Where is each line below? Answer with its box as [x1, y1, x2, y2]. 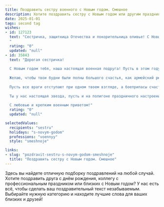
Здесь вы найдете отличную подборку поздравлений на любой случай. [5, 170, 155, 176]
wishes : [5, 25, 21, 30]
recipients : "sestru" [9, 125, 54, 130]
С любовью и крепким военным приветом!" [9, 103, 93, 108]
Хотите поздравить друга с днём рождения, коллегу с [5, 175, 119, 181]
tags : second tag [5, 21, 41, 26]
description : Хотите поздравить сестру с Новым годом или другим [5, 12, 141, 17]
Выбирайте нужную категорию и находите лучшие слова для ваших [5, 191, 147, 197]
